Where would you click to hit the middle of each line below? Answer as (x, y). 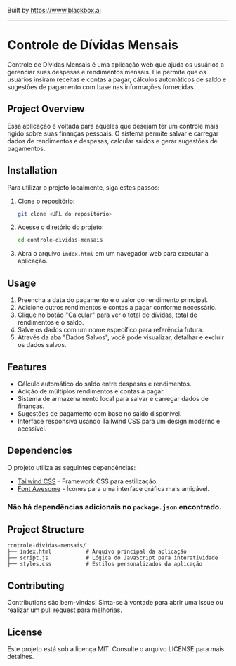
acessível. (32, 429)
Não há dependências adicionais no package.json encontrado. (115, 507)
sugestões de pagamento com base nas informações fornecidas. (101, 86)
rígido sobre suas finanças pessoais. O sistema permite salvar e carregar (113, 133)
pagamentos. (26, 148)
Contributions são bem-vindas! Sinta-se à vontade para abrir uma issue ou (115, 603)
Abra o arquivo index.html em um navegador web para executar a (113, 254)
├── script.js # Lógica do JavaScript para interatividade (113, 558)
